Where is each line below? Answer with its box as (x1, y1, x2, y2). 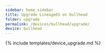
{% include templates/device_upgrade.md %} (5, 40, 101, 46)
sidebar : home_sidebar (5, 7, 54, 13)
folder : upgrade (5, 17, 40, 22)
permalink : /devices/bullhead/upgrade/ (5, 21, 90, 27)
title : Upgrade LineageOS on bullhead (5, 12, 88, 17)
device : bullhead (5, 26, 42, 31)
